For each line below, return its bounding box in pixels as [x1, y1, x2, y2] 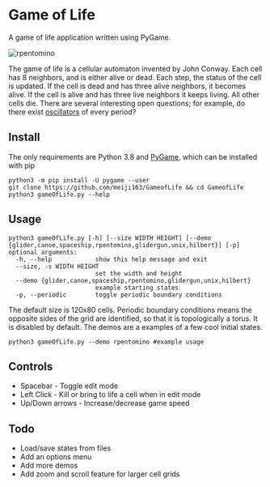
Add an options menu [19, 452, 92, 462]
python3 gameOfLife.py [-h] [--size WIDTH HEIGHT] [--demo [8, 233, 212, 242]
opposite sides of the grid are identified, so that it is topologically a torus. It [8, 314, 259, 323]
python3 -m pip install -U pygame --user [8, 176, 150, 184]
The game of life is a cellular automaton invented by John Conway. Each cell [8, 63, 263, 74]
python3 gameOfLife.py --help [8, 190, 111, 199]
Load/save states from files [19, 443, 112, 453]
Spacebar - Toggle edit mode [19, 381, 119, 391]
